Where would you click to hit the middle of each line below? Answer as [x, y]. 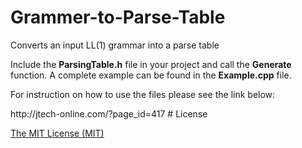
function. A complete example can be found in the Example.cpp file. [151, 75]
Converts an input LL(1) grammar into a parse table [115, 45]
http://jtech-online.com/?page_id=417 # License [109, 113]
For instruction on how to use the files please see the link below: [143, 94]
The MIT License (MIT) [57, 133]
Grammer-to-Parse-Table [118, 17]
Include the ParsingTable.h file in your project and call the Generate [151, 64]
